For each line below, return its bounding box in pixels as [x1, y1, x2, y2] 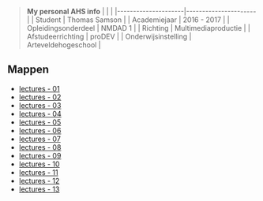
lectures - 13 [18, 184, 60, 194]
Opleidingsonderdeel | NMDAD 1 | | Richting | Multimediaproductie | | [26, 24, 250, 32]
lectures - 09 [18, 151, 62, 160]
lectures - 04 [18, 109, 62, 118]
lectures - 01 [18, 84, 60, 93]
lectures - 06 [18, 125, 62, 135]
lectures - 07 [18, 134, 61, 143]
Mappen [7, 63, 49, 76]
